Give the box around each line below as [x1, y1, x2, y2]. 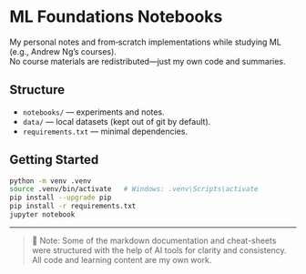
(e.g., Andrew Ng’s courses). [9, 46, 117, 56]
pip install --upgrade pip [9, 193, 112, 202]
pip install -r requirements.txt [9, 202, 137, 211]
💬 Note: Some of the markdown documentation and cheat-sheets [31, 235, 277, 246]
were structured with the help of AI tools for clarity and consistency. [31, 244, 287, 256]
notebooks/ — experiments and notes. [22, 107, 166, 117]
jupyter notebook [9, 210, 76, 219]
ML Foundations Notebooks [9, 6, 223, 27]
